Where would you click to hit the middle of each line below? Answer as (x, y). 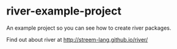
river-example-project (64, 11)
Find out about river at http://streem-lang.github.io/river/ (77, 39)
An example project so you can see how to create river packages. (89, 28)
